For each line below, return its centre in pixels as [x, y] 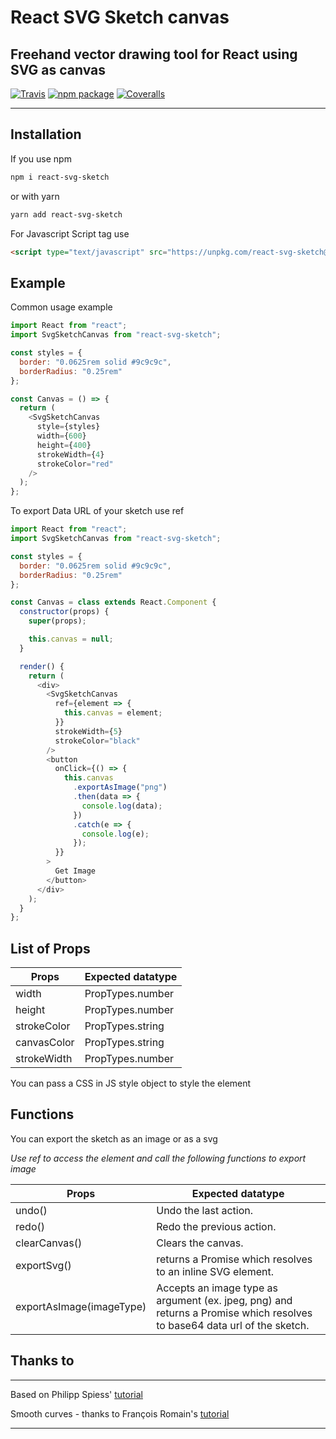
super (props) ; [57, 621]
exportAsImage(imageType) [81, 1306]
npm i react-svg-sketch [60, 177]
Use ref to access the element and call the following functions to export [158, 1158]
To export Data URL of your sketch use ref [97, 511]
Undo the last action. [205, 1210]
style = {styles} [68, 427]
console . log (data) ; [122, 806]
